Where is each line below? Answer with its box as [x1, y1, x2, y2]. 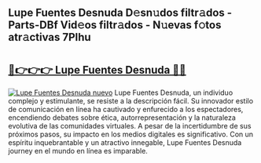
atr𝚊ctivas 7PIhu [8, 31, 92, 44]
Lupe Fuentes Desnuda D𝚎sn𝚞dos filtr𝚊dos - [8, 6, 233, 20]
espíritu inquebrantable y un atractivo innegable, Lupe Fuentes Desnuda [8, 138, 242, 147]
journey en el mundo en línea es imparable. [8, 147, 148, 155]
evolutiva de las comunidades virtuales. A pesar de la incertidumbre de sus [8, 121, 252, 130]
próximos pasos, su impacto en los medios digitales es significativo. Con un [8, 129, 254, 139]
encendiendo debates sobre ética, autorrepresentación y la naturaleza [8, 113, 236, 122]
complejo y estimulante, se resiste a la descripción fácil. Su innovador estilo [8, 96, 254, 105]
